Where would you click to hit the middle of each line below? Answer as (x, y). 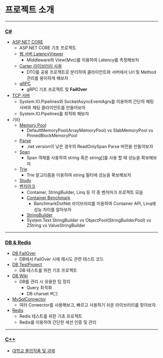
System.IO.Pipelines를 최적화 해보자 (54, 114)
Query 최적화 (39, 288)
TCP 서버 (21, 96)
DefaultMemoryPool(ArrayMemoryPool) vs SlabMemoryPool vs (90, 130)
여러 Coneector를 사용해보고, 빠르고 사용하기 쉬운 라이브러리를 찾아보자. (88, 305)
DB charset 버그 (42, 293)
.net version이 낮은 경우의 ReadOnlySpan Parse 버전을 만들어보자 (90, 147)
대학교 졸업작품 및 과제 (33, 351)
